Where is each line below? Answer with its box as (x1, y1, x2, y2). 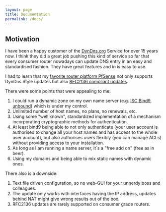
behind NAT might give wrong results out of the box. (12, 196, 120, 202)
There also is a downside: (5, 170, 58, 176)
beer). (12, 151, 25, 157)
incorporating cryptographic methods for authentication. (12, 119, 128, 125)
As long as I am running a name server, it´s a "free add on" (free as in (12, 145, 155, 151)
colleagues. (12, 185, 36, 191)
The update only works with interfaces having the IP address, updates (12, 191, 156, 197)
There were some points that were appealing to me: (5, 88, 111, 94)
